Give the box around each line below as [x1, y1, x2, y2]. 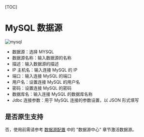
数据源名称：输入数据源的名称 [12, 55, 72, 61]
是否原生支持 [5, 113, 43, 121]
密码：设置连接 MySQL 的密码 [12, 85, 72, 91]
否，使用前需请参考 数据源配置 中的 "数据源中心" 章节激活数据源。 [5, 126, 137, 132]
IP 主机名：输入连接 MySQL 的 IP [12, 67, 78, 73]
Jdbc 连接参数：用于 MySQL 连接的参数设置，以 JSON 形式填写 [12, 97, 139, 103]
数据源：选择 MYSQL [12, 48, 54, 55]
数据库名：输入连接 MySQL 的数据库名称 [12, 91, 93, 97]
